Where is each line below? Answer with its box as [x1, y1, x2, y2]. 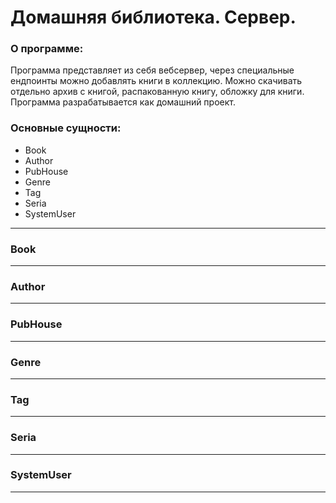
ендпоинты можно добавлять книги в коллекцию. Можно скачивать [10, 75, 303, 87]
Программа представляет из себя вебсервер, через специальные [10, 64, 295, 76]
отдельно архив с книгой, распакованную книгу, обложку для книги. [10, 86, 305, 98]
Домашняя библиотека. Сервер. [10, 6, 297, 29]
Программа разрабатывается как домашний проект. [10, 96, 237, 108]
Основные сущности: [10, 121, 122, 135]
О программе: [10, 42, 84, 56]
